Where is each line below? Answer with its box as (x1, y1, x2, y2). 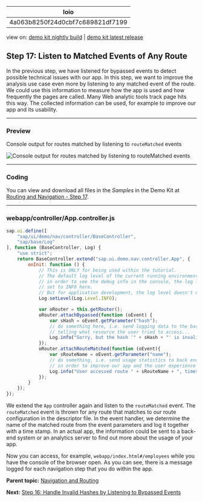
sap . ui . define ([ (6, 227, 47, 234)
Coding (6, 173, 28, 181)
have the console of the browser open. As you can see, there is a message (6, 459, 192, 466)
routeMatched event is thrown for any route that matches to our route (6, 409, 176, 416)
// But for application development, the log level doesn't (38, 290, 193, 296)
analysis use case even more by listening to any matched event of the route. (6, 80, 196, 87)
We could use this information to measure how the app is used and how (6, 86, 185, 93)
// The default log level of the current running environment (38, 273, 199, 279)
